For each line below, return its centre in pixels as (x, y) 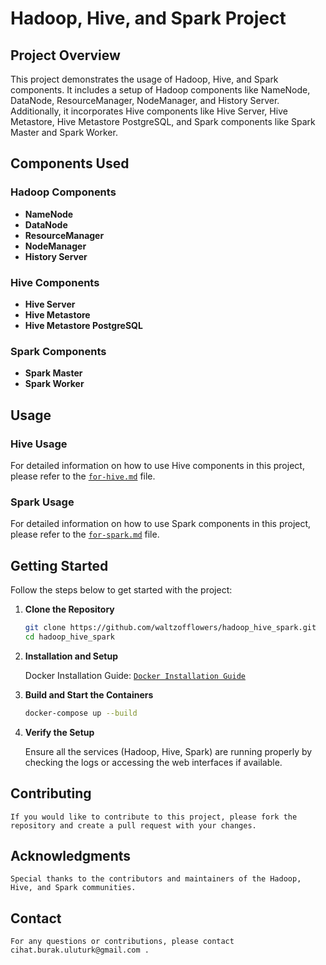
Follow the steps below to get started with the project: (121, 590)
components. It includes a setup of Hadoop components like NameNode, (160, 90)
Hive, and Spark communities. (73, 888)
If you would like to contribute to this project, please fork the (154, 817)
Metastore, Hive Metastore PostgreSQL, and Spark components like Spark (163, 121)
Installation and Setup (71, 656)
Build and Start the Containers (89, 694)
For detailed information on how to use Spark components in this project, (161, 524)
